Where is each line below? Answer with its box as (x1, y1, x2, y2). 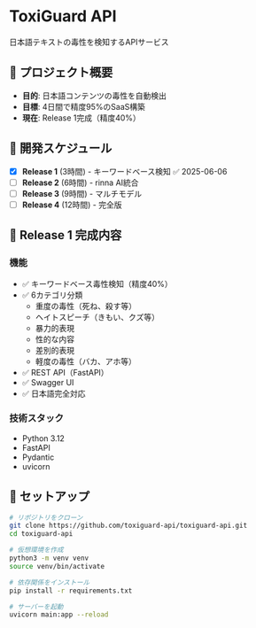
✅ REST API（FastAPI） (21, 367, 109, 377)
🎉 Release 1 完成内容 (9, 228, 122, 243)
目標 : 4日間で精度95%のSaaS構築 (21, 101, 146, 112)
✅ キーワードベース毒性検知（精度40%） (21, 278, 173, 289)
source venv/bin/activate (9, 562, 105, 570)
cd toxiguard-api (9, 530, 74, 539)
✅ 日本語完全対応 (21, 388, 86, 399)
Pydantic (21, 452, 55, 462)
